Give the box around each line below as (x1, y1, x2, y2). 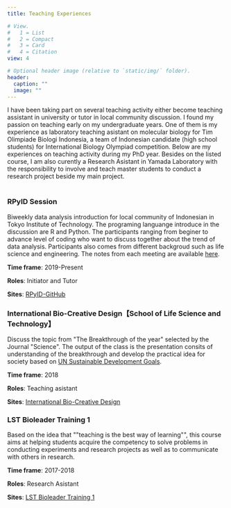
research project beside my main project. (7, 172, 125, 180)
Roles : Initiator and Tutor (7, 276, 78, 285)
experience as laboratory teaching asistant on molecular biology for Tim (7, 128, 213, 136)
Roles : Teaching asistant (7, 384, 78, 392)
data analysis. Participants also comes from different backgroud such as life (7, 242, 224, 251)
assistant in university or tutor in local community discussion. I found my (7, 113, 214, 121)
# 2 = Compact (7, 35, 54, 42)
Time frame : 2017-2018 (7, 466, 75, 475)
